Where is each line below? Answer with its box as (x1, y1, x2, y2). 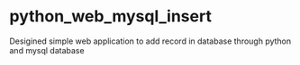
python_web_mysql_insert (9, 6, 212, 27)
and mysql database (9, 45, 85, 55)
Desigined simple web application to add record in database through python (9, 36, 292, 46)
